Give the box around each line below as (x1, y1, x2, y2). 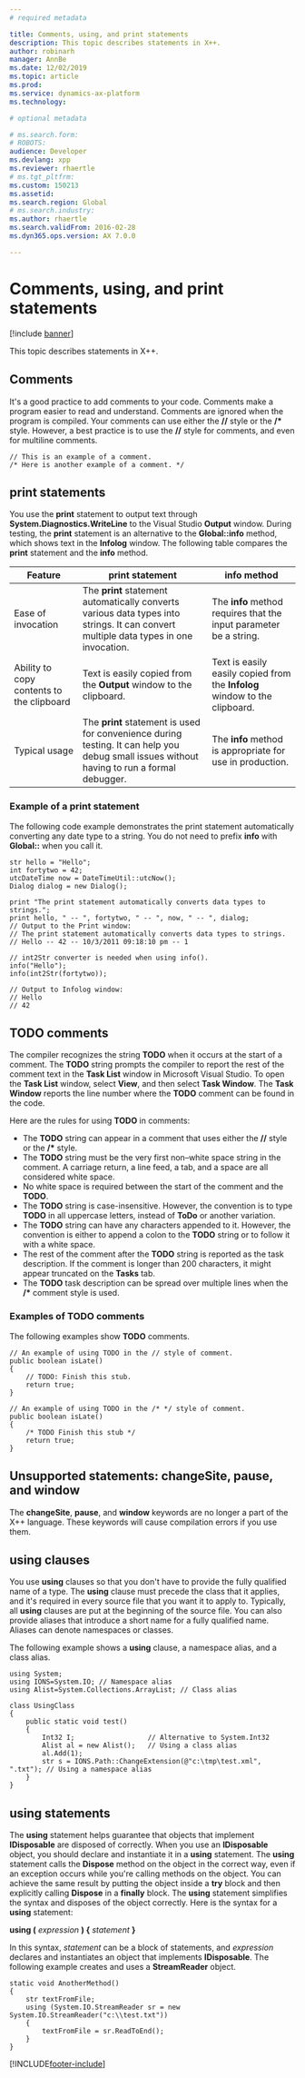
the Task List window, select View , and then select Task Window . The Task (9, 1079, 294, 1089)
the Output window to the (82, 679, 192, 691)
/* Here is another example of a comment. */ (9, 460, 184, 469)
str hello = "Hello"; (9, 858, 92, 867)
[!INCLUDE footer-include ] (9, 2059, 106, 2070)
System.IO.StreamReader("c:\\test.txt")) (9, 2011, 169, 2020)
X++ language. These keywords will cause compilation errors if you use (9, 1516, 278, 1527)
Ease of (14, 607, 47, 620)
